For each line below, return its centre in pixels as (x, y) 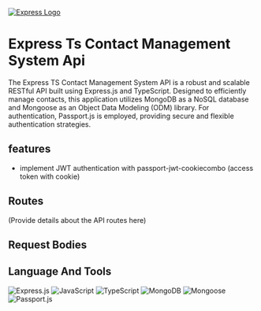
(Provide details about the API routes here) (77, 220)
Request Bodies (48, 244)
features (30, 149)
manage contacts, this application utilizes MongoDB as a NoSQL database (129, 99)
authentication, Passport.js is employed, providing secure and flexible (121, 116)
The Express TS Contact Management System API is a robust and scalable (129, 82)
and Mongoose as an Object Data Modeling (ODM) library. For (109, 107)
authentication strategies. (50, 124)
